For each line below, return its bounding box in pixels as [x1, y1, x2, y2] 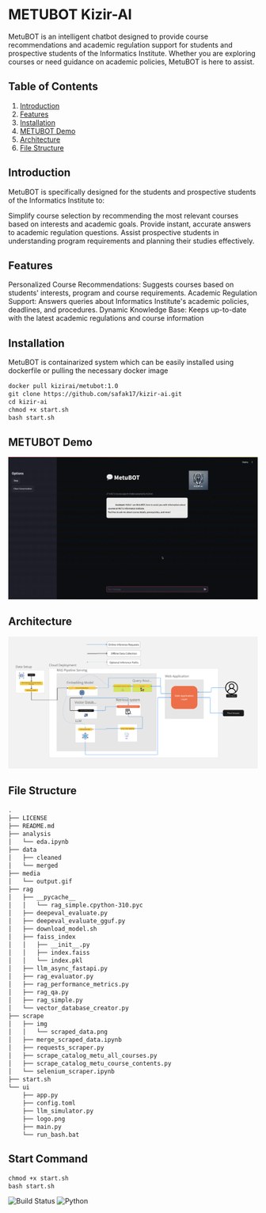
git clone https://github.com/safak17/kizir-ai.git [8, 390, 182, 398]
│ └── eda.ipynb [8, 838, 69, 846]
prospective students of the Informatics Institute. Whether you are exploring [8, 48, 256, 58]
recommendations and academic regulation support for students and [8, 40, 233, 49]
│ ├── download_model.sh [8, 925, 97, 933]
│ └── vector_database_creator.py [8, 1004, 129, 1012]
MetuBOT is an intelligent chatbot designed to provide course [8, 32, 209, 41]
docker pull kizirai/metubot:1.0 [8, 382, 119, 390]
